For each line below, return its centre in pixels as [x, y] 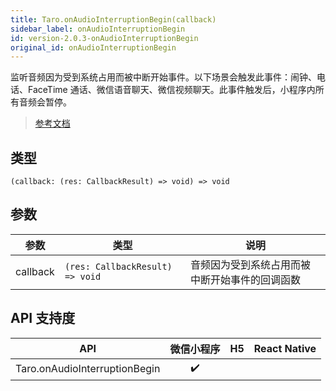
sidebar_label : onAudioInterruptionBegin [98, 29]
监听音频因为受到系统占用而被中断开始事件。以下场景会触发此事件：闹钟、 [163, 77]
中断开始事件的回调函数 [246, 279]
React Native [285, 348]
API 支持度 [43, 318]
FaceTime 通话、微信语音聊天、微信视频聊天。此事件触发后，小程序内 [171, 90]
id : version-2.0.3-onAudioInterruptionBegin [104, 38]
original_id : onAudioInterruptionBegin [93, 47]
